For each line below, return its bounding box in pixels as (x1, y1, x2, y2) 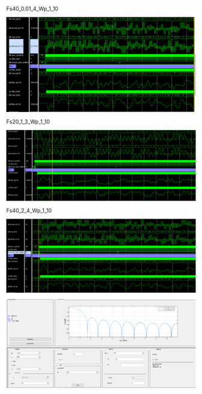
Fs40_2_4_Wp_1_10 (6, 207, 52, 214)
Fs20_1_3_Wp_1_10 (6, 118, 50, 125)
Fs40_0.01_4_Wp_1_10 (6, 5, 59, 12)
